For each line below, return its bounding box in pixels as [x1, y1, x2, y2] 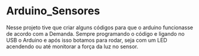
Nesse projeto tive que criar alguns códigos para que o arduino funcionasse [6, 24, 194, 31]
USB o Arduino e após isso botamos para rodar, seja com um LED [6, 36, 167, 43]
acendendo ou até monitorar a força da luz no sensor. [6, 43, 139, 50]
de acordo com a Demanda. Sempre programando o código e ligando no [6, 30, 185, 37]
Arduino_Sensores [6, 4, 100, 18]
